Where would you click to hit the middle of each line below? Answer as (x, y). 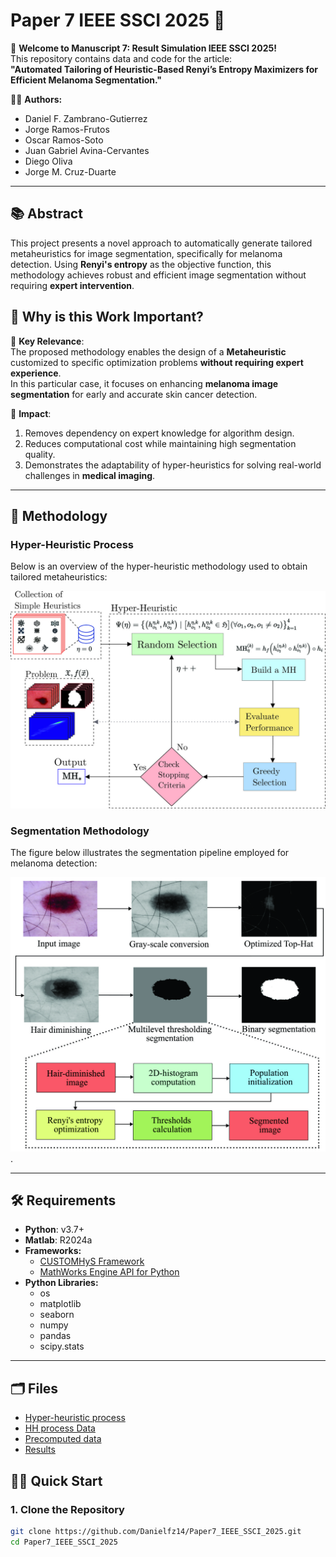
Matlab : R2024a (58, 1240)
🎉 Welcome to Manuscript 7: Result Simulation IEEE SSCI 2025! (143, 48)
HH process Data (60, 1428)
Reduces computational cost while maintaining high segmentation (160, 443)
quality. (40, 454)
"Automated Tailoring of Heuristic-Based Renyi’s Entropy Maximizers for (164, 69)
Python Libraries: (61, 1283)
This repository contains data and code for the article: (121, 58)
